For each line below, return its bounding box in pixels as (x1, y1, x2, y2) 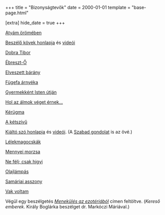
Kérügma (5, 109, 25, 115)
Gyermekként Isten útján (5, 89, 57, 95)
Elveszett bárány (5, 69, 41, 75)
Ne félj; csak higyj (5, 159, 43, 164)
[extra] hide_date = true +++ (5, 20, 65, 26)
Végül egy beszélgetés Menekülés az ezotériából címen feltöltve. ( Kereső (5, 198, 160, 204)
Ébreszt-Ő (5, 59, 27, 66)
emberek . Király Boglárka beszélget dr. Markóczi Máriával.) (5, 204, 130, 209)
